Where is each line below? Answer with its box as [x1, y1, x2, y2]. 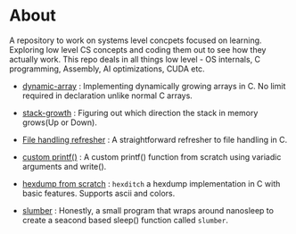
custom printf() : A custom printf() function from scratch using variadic [21, 151, 282, 162]
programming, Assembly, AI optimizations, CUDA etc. [9, 63, 205, 74]
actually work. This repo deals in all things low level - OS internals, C [9, 54, 261, 64]
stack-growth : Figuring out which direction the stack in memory [21, 107, 259, 118]
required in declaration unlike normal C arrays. [21, 90, 193, 101]
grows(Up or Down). [21, 117, 98, 128]
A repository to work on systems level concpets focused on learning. [9, 35, 262, 46]
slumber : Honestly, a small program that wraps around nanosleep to [21, 205, 275, 215]
